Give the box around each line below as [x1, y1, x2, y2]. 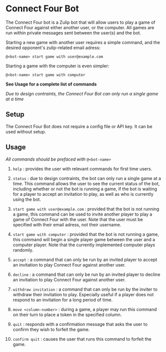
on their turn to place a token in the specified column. [12, 311, 122, 317]
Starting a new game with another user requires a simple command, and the [5, 39, 160, 45]
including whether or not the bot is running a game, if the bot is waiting [12, 186, 158, 192]
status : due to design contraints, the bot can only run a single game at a [12, 175, 161, 181]
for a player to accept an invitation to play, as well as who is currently [12, 191, 154, 197]
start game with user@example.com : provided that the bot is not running [12, 206, 160, 212]
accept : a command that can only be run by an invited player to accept [12, 257, 158, 263]
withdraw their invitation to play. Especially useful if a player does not [12, 291, 154, 297]
